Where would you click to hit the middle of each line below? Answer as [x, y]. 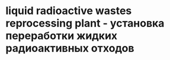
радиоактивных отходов [70, 49]
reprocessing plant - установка [85, 23]
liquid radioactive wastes [69, 11]
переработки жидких [62, 36]
